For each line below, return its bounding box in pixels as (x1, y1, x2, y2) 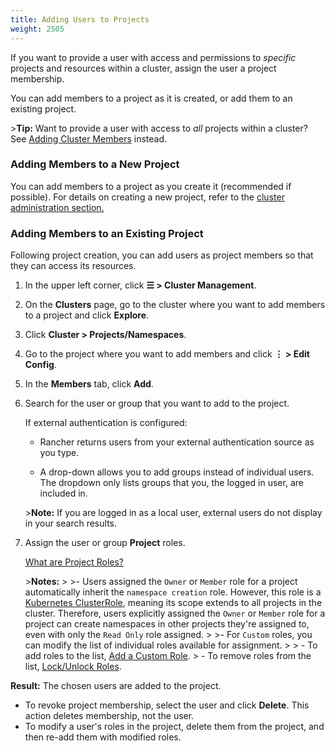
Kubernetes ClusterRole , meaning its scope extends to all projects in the (24, 597, 323, 609)
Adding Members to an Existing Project (10, 226, 204, 240)
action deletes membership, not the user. (24, 710, 195, 722)
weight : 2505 (10, 24, 65, 34)
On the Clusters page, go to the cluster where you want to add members (24, 299, 326, 311)
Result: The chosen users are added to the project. (10, 680, 222, 692)
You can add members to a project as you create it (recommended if (10, 180, 292, 192)
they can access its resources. (10, 260, 137, 272)
